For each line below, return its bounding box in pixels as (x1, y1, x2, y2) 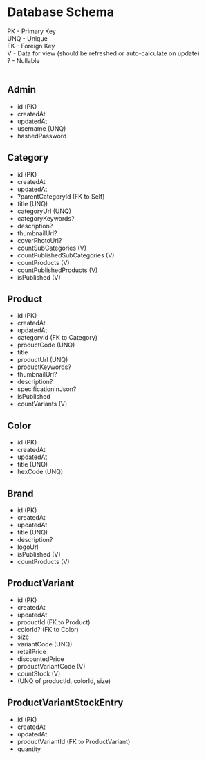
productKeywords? (17, 363, 71, 371)
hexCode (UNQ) (17, 468, 64, 476)
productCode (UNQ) (17, 341, 75, 350)
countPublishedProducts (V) (17, 266, 98, 274)
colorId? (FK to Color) (17, 625, 79, 633)
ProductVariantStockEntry (7, 697, 124, 709)
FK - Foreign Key (7, 42, 55, 50)
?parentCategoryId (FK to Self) (17, 192, 105, 201)
